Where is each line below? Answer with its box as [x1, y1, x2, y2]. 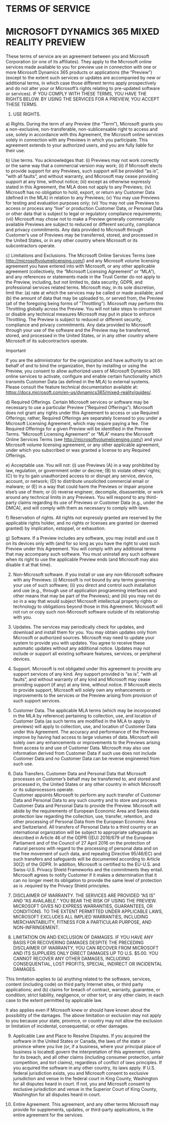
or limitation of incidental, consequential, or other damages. [6, 1023, 129, 1029]
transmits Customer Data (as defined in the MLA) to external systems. [6, 379, 150, 385]
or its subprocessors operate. [13, 787, 74, 793]
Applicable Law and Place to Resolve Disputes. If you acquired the [13, 1033, 150, 1039]
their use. [6, 148, 26, 154]
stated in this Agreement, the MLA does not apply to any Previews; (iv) [6, 184, 152, 190]
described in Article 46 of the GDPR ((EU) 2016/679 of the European [13, 835, 154, 841]
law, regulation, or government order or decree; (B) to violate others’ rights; [6, 468, 161, 474]
